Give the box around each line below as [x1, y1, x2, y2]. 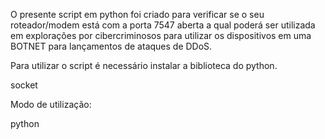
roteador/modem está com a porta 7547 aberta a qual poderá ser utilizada [10, 19, 316, 31]
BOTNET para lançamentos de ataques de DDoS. [10, 40, 213, 52]
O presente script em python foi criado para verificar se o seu [10, 9, 265, 20]
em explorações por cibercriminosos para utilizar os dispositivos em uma [10, 30, 312, 41]
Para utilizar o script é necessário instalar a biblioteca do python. [10, 60, 278, 71]
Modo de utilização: [10, 99, 92, 110]
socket [10, 79, 38, 91]
